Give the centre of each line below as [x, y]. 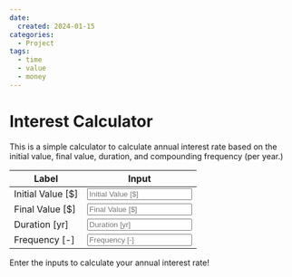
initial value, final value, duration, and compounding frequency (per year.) [146, 156]
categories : [32, 34]
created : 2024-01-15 [56, 26]
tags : [19, 52]
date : [19, 18]
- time [30, 60]
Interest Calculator [81, 121]
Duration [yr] [41, 224]
